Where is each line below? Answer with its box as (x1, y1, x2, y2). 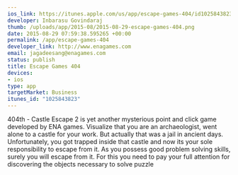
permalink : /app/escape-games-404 (7, 37, 110, 44)
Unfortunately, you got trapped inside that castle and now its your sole (7, 138, 213, 145)
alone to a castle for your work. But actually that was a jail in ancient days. (7, 130, 224, 138)
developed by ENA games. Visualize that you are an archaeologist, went (7, 123, 217, 131)
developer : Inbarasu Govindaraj (7, 17, 103, 24)
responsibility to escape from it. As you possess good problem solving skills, (7, 145, 231, 153)
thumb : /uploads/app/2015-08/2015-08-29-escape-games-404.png (7, 23, 195, 30)
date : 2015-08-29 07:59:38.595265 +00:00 (7, 30, 132, 37)
